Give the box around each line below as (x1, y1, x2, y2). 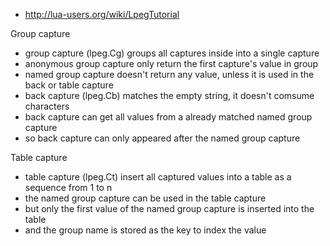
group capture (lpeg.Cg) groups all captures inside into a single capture (24, 47, 320, 59)
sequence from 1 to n (24, 182, 113, 193)
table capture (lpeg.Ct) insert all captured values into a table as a (24, 171, 292, 183)
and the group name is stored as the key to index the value (24, 224, 267, 236)
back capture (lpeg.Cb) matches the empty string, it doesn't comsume (24, 90, 315, 101)
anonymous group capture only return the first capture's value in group (24, 58, 319, 69)
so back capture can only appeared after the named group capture (24, 132, 301, 144)
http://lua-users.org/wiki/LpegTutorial (24, 9, 180, 20)
